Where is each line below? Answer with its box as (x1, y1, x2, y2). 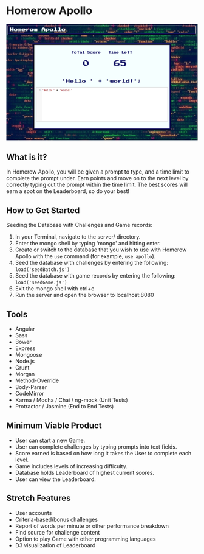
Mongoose (15, 351, 42, 359)
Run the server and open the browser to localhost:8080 (15, 292, 154, 299)
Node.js (15, 357, 35, 365)
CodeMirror (15, 390, 44, 398)
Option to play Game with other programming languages (15, 535, 156, 542)
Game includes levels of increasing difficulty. (15, 462, 127, 469)
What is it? (6, 152, 47, 162)
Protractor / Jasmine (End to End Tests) (15, 403, 114, 410)
